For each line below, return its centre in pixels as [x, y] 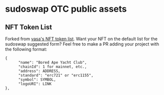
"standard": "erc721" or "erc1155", [56, 75]
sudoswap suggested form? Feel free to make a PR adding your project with [82, 44]
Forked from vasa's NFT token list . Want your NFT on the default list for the [81, 39]
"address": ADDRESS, [39, 71]
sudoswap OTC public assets [66, 9]
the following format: [26, 49]
